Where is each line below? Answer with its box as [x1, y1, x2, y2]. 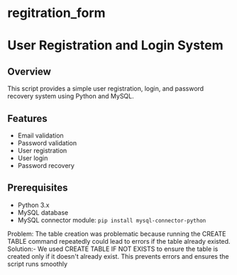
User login [17, 154, 48, 162]
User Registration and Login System [7, 38, 224, 54]
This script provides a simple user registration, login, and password [7, 84, 204, 93]
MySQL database [17, 208, 69, 217]
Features [7, 112, 48, 125]
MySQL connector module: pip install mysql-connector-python [17, 215, 206, 224]
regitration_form [7, 5, 106, 21]
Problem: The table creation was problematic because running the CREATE [7, 229, 226, 238]
